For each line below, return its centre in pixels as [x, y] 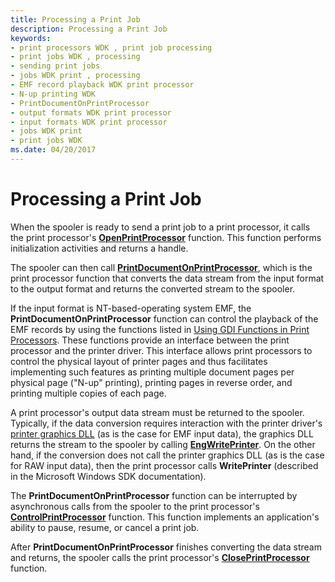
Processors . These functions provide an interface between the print [150, 340]
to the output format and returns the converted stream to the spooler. [153, 288]
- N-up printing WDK [53, 94]
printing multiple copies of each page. [88, 393]
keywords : [31, 38]
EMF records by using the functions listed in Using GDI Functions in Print [160, 329]
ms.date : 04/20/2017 [53, 150]
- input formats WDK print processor [89, 122]
